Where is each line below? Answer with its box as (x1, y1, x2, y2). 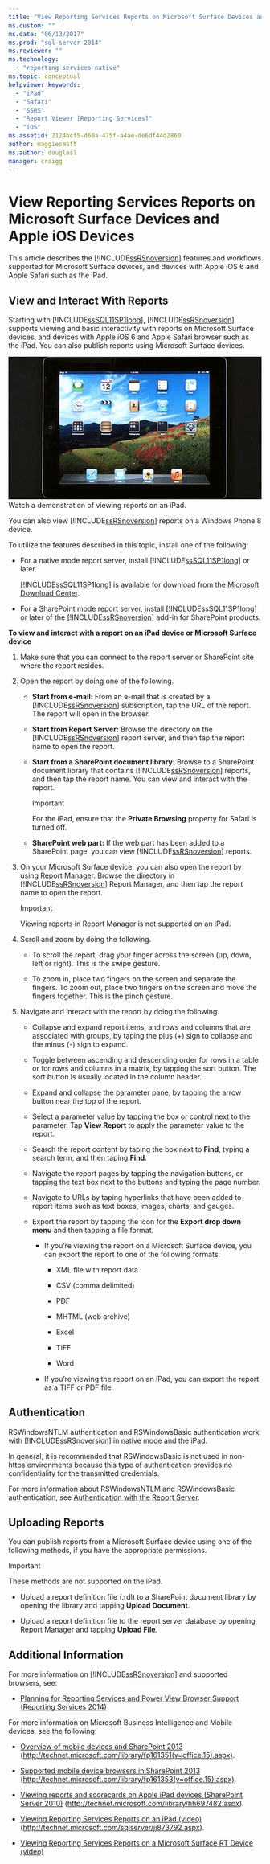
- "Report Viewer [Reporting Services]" (15, 115, 153, 123)
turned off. (31, 822, 67, 832)
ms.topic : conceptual (8, 72, 81, 80)
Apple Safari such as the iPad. (8, 270, 108, 281)
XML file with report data (55, 1264, 139, 1274)
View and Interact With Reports (8, 293, 169, 307)
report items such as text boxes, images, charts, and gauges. (31, 1201, 235, 1211)
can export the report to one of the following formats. (43, 1249, 221, 1259)
